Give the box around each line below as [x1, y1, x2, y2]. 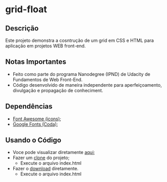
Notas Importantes [5, 58, 66, 66]
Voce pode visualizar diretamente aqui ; [12, 149, 96, 155]
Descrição [5, 24, 39, 33]
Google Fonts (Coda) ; [12, 121, 58, 127]
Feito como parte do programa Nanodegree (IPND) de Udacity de [12, 71, 151, 77]
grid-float [5, 4, 47, 15]
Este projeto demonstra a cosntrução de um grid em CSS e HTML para [5, 37, 154, 43]
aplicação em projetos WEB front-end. [5, 43, 86, 49]
